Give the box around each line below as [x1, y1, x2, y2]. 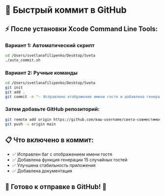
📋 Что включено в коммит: [5, 135, 94, 144]
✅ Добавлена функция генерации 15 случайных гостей [12, 157, 128, 163]
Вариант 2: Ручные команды [5, 69, 78, 76]
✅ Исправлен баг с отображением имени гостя [12, 151, 112, 157]
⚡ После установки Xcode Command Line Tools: [5, 25, 158, 33]
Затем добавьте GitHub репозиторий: [5, 106, 100, 113]
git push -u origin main [5, 122, 56, 127]
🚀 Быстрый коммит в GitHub [5, 4, 127, 16]
